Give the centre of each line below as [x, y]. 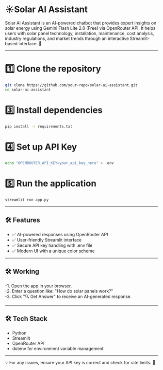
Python [19, 333]
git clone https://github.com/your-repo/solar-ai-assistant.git [71, 85]
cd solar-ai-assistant [28, 90]
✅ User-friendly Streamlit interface [47, 240]
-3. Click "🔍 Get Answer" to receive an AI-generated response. [68, 296]
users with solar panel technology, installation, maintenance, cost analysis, [80, 33]
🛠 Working [22, 272]
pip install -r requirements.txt [39, 126]
